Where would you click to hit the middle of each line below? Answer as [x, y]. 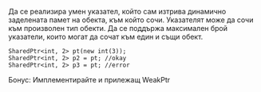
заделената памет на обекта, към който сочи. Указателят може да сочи [131, 20]
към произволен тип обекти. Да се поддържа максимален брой [118, 28]
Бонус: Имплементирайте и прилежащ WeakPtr [89, 80]
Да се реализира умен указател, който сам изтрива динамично [117, 11]
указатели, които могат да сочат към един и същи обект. [106, 36]
